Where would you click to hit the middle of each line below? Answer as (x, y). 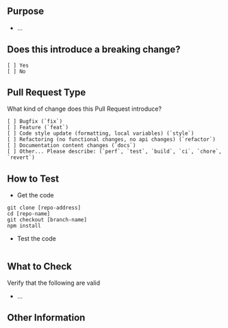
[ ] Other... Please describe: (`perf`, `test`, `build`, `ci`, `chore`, (115, 152)
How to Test (33, 178)
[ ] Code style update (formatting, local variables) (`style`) (101, 133)
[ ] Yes (18, 65)
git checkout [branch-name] (47, 220)
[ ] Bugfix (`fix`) (35, 122)
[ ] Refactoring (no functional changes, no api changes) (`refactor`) (111, 140)
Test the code (36, 239)
